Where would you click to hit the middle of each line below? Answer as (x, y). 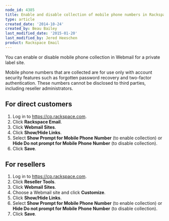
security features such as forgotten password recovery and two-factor (78, 77)
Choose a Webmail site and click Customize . (59, 193)
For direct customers (39, 104)
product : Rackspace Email (32, 43)
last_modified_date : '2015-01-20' (41, 33)
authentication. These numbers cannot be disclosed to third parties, (75, 83)
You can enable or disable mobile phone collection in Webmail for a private (83, 57)
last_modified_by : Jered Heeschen (41, 38)
